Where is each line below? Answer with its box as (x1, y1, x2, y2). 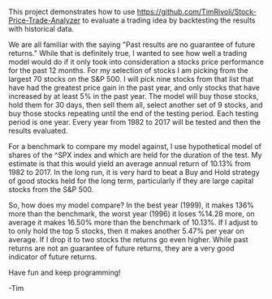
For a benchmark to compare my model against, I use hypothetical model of (8, 142, 262, 151)
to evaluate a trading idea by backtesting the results (82, 15, 256, 25)
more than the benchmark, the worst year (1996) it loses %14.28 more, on (8, 209, 256, 218)
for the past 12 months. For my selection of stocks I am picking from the (8, 66, 249, 75)
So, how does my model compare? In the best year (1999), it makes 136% (8, 200, 254, 210)
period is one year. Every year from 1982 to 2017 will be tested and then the (8, 117, 261, 126)
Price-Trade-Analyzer (8, 15, 81, 25)
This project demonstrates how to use (8, 7, 136, 16)
